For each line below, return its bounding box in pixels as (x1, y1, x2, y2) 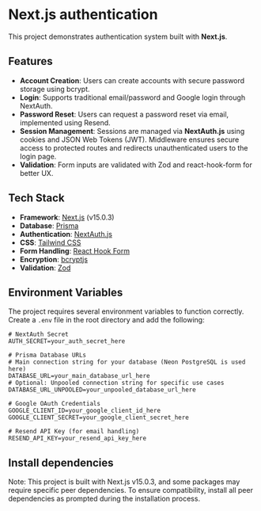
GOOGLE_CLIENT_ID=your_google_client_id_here (8, 406, 161, 415)
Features (8, 55, 53, 68)
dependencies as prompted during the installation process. (8, 494, 200, 504)
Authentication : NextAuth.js (19, 229, 113, 238)
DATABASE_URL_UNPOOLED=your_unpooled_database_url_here (8, 386, 196, 394)
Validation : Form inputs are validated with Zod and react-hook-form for (19, 160, 253, 170)
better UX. (19, 168, 54, 177)
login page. (19, 151, 57, 161)
